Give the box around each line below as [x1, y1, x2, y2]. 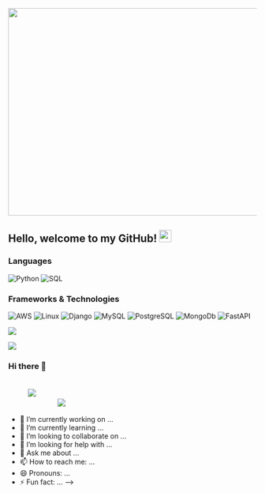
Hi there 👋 [8, 360, 47, 371]
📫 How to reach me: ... [19, 457, 95, 467]
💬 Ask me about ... [19, 448, 80, 457]
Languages [8, 256, 53, 267]
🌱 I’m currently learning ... [19, 423, 104, 433]
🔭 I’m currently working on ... [19, 415, 114, 424]
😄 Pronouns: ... [19, 469, 71, 478]
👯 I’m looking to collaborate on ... [19, 431, 127, 441]
